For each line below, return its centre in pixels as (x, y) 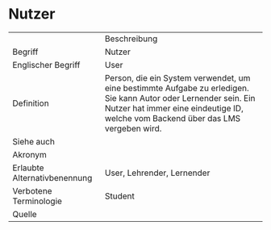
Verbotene (32, 190)
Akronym (29, 154)
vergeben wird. (133, 128)
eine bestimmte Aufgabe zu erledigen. (177, 88)
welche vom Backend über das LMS (173, 118)
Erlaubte (28, 168)
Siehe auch (33, 141)
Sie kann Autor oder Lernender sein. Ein (180, 98)
